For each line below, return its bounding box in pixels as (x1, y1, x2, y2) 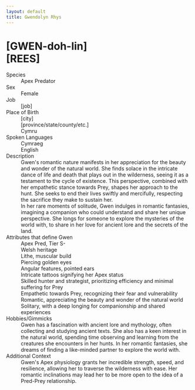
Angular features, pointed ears (21, 265, 95, 272)
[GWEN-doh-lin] (6, 39, 88, 53)
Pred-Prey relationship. (21, 378, 77, 385)
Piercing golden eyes (21, 259, 72, 266)
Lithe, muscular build (21, 252, 72, 259)
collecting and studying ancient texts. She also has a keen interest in (21, 328, 187, 335)
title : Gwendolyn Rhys (6, 14, 62, 20)
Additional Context (6, 352, 51, 359)
